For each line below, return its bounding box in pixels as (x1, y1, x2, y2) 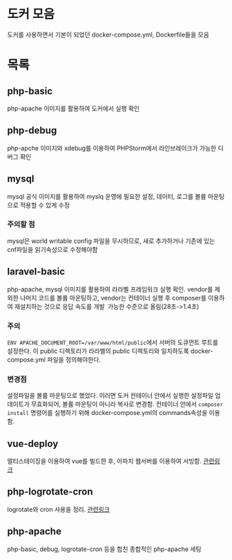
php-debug (7, 125, 57, 137)
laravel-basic (7, 266, 66, 278)
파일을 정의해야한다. (47, 355, 101, 363)
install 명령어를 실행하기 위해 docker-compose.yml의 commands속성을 (7, 409, 208, 417)
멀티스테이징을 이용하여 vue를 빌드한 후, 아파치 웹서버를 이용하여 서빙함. (7, 457, 202, 465)
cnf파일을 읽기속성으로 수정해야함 (7, 245, 98, 253)
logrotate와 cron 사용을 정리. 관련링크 (7, 505, 110, 513)
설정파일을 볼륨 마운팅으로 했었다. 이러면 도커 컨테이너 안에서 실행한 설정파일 (7, 392, 214, 400)
